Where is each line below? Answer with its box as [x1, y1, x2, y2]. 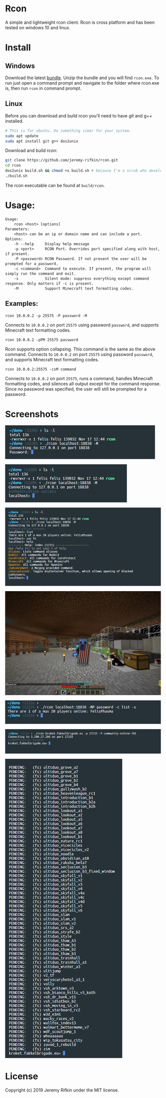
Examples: [5, 299, 39, 308]
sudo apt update [5, 133, 39, 139]
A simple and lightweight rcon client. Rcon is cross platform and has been [5, 19, 155, 25]
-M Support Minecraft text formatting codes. [14, 286, 134, 291]
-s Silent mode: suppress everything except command [14, 276, 149, 281]
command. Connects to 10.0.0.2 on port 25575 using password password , [5, 351, 154, 357]
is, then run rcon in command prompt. [5, 85, 82, 91]
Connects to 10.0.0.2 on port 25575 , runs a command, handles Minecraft [5, 375, 153, 381]
